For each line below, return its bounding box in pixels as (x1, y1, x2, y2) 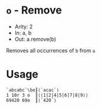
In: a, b (14, 29, 32, 36)
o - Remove (6, 4, 62, 17)
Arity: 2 (14, 23, 33, 30)
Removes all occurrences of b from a (6, 47, 96, 54)
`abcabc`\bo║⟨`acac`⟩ (6, 87, 60, 93)
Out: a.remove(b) (14, 35, 57, 42)
